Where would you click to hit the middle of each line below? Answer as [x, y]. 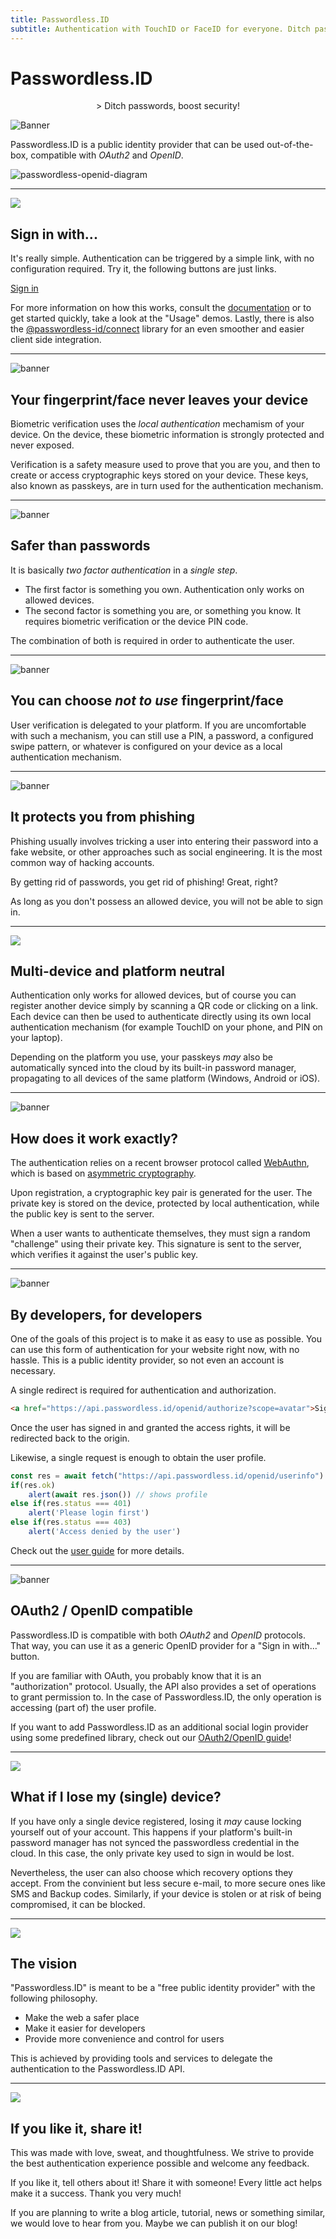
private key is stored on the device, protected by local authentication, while [165, 1203]
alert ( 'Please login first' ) [89, 1513]
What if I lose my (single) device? [116, 1797]
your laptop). [36, 1038]
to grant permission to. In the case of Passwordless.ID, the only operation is [166, 1697]
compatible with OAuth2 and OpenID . [107, 155]
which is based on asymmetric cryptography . [103, 1173]
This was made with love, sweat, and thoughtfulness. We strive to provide [162, 2153]
